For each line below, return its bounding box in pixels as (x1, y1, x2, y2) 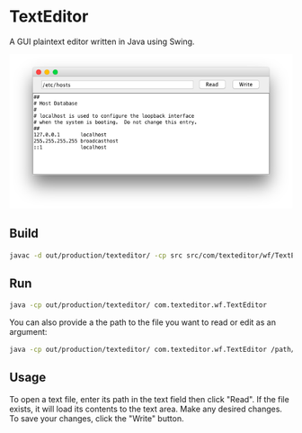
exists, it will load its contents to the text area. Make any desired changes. (9, 403, 283, 414)
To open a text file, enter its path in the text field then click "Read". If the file (9, 393, 289, 404)
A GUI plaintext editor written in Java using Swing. (9, 36, 195, 47)
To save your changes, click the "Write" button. (9, 412, 184, 424)
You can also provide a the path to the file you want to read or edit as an (9, 317, 277, 328)
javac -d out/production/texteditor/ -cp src (9, 250, 182, 260)
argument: (9, 327, 48, 338)
